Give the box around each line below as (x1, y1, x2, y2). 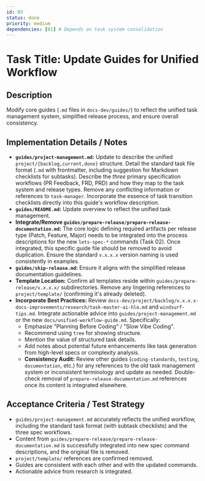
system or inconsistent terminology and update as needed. (24, 369, 174, 376)
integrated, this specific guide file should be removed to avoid (15, 245, 172, 252)
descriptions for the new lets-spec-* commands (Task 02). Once (15, 238, 181, 245)
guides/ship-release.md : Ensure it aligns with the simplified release (15, 264, 186, 272)
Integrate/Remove (15, 218, 63, 226)
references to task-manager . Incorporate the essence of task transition (15, 193, 193, 200)
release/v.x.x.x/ (15, 285, 60, 291)
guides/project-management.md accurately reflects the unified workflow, (15, 415, 196, 423)
